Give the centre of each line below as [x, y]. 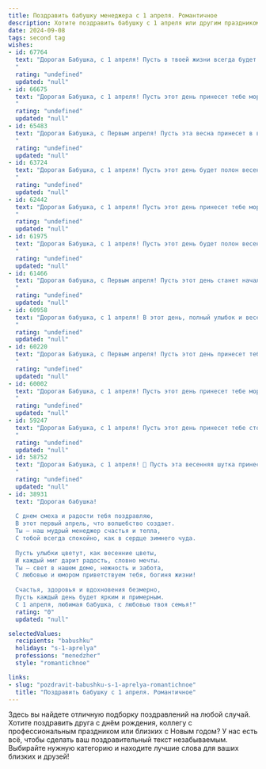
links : [19, 677]
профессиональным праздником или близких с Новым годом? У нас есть [133, 731]
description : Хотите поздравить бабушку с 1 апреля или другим [115, 23]
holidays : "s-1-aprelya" [56, 649]
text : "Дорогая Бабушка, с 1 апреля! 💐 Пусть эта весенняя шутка [125, 465]
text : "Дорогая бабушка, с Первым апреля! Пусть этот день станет [127, 281]
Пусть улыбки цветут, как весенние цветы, [86, 553]
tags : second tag [37, 38]
